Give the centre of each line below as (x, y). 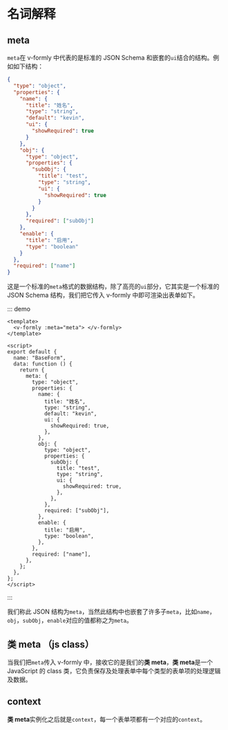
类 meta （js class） (51, 644)
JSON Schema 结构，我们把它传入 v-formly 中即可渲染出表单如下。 (103, 295)
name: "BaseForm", (40, 358)
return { (32, 370)
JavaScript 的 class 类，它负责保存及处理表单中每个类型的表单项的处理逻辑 (114, 670)
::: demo (19, 309)
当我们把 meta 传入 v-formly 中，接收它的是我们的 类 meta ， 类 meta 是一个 (110, 662)
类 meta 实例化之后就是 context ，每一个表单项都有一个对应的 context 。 (107, 719)
